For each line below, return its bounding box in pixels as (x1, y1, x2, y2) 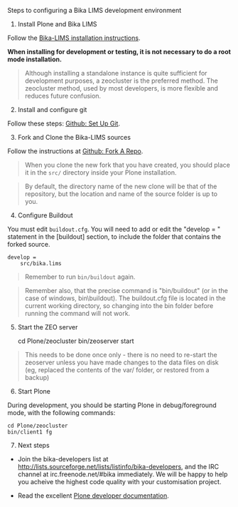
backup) (24, 374, 50, 381)
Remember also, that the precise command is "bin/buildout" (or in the (24, 287, 229, 295)
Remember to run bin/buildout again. (24, 272, 136, 281)
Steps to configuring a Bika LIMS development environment (7, 6, 182, 14)
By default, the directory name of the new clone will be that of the (24, 182, 217, 190)
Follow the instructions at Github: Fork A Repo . (7, 147, 144, 155)
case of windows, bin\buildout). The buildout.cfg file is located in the (24, 294, 226, 302)
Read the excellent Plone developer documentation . (17, 491, 169, 500)
